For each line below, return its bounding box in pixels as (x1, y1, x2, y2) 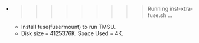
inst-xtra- (169, 5, 194, 12)
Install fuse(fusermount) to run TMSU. (21, 24, 116, 30)
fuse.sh (147, 12, 166, 19)
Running (147, 5, 169, 12)
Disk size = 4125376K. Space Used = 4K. (21, 30, 124, 37)
